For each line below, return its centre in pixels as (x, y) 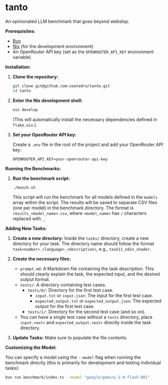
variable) (22, 57)
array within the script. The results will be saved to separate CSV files (85, 203)
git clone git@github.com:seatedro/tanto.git (61, 86)
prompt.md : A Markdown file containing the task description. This (87, 269)
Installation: (18, 67)
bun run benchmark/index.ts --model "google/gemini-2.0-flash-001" (78, 377)
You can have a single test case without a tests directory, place (86, 317)
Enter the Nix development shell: (47, 100)
